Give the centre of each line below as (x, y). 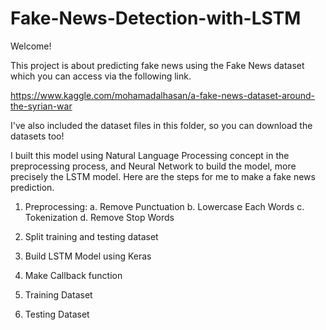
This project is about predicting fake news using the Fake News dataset (157, 65)
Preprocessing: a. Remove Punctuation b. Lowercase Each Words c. (164, 206)
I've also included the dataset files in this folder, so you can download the (161, 125)
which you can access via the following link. (101, 76)
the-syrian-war (41, 106)
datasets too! (37, 136)
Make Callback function (73, 275)
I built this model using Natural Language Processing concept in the (150, 155)
